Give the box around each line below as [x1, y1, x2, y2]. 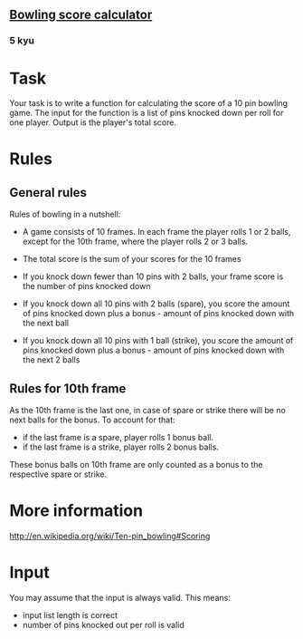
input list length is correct [22, 609, 118, 620]
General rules [9, 185, 88, 200]
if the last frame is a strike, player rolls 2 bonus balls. [22, 441, 220, 452]
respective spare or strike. [9, 469, 108, 479]
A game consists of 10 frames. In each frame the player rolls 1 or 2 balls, [22, 227, 291, 237]
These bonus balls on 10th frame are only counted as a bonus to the [9, 460, 263, 470]
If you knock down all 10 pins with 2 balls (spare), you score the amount [22, 298, 290, 309]
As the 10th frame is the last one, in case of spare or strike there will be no [9, 405, 287, 416]
